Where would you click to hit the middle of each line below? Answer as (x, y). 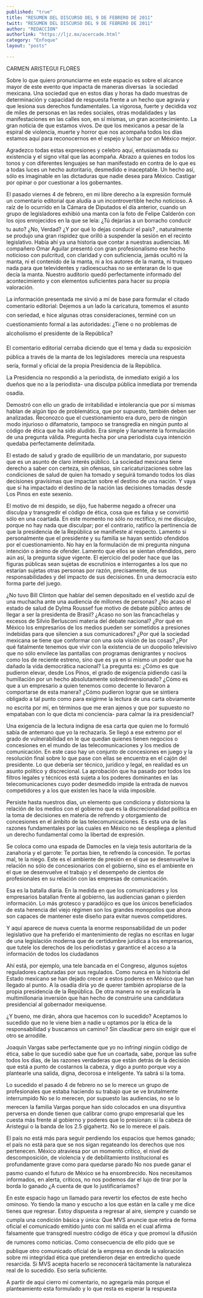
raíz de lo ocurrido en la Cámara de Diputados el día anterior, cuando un (96, 207)
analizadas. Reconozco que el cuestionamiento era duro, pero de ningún (97, 418)
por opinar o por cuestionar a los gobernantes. (65, 182)
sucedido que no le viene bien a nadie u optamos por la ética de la (89, 1023)
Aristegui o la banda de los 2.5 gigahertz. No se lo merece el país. (88, 1126)
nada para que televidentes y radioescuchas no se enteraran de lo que (95, 268)
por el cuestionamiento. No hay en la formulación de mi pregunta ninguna (98, 544)
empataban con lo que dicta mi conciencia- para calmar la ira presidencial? (100, 714)
